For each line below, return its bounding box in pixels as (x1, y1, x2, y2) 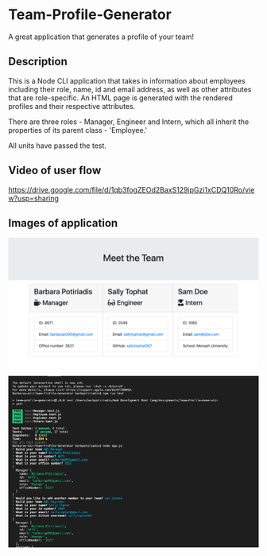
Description (8, 55, 68, 68)
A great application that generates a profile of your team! (8, 32, 195, 41)
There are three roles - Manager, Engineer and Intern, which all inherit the (8, 117, 250, 126)
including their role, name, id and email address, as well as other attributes (8, 84, 252, 94)
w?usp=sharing (8, 193, 60, 203)
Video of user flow (8, 164, 102, 177)
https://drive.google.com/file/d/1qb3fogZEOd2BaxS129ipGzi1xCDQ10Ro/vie (8, 185, 255, 194)
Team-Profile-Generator (8, 6, 172, 24)
